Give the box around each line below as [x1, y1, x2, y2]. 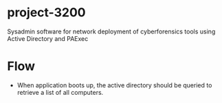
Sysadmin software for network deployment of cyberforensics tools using [7, 27, 216, 35]
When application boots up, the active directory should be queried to [16, 80, 212, 89]
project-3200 [7, 5, 86, 20]
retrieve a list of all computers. [16, 88, 104, 96]
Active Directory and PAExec [7, 34, 89, 42]
